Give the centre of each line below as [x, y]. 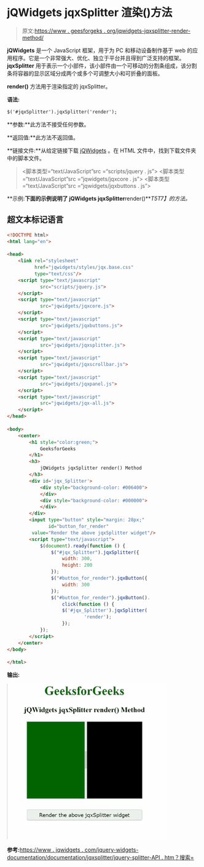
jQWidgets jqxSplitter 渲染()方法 [90, 13]
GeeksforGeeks [58, 449]
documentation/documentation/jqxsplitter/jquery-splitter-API [84, 858]
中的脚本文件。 [26, 158]
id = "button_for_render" [79, 526]
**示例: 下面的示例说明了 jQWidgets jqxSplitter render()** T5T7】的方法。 [99, 198]
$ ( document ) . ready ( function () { [82, 546]
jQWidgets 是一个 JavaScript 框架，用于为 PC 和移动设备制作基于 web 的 [100, 50]
